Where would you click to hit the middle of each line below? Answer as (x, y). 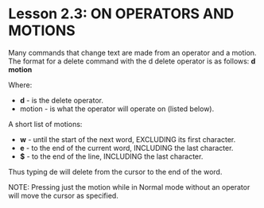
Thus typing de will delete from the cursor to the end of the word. (115, 171)
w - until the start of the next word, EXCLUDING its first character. (128, 139)
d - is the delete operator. (61, 100)
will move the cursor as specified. (64, 195)
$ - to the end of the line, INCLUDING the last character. (111, 156)
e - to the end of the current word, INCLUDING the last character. (126, 148)
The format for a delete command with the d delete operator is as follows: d (132, 61)
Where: (20, 85)
